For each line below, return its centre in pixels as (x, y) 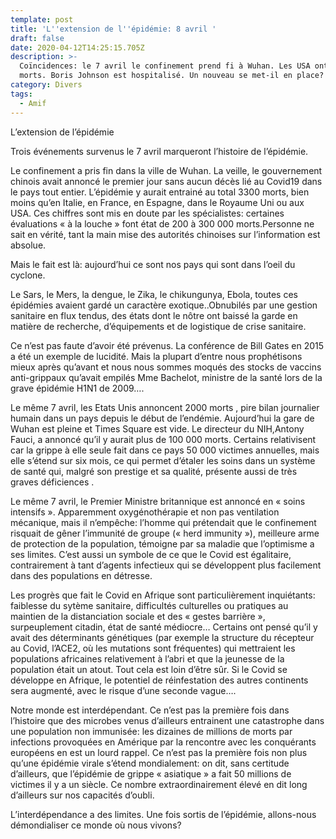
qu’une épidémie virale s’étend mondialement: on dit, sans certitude (150, 763)
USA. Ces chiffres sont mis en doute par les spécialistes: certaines (147, 213)
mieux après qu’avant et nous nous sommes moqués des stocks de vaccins (166, 367)
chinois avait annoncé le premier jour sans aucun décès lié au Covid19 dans (166, 181)
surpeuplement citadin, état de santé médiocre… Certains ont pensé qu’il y (164, 627)
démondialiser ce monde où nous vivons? (96, 825)
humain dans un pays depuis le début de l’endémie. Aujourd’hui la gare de (162, 418)
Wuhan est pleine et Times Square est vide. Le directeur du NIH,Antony (157, 428)
